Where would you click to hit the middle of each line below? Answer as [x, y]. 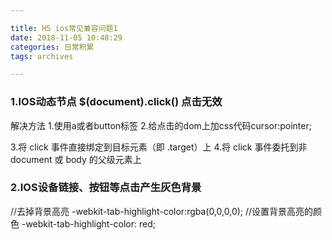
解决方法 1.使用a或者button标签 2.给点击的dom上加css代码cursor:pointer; [161, 125]
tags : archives [42, 56]
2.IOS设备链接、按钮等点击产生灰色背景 [106, 188]
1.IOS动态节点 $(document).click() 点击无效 [116, 102]
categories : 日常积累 [52, 47]
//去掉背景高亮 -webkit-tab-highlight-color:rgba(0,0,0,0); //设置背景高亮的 [162, 211]
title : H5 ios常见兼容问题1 [64, 28]
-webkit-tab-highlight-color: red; [88, 223]
